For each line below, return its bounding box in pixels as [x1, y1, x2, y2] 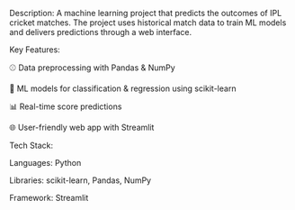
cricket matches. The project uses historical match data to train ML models [9, 17, 287, 28]
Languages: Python [9, 158, 82, 168]
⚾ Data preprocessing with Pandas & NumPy [9, 62, 175, 73]
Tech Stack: [9, 140, 54, 151]
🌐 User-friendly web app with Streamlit [9, 122, 155, 132]
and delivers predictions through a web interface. [9, 27, 192, 37]
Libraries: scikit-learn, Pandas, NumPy [9, 175, 151, 186]
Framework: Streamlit [9, 193, 89, 203]
